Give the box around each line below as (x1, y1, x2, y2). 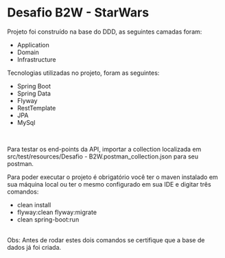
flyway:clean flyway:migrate (16, 208, 97, 216)
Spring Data (16, 89, 51, 97)
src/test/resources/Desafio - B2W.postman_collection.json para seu (7, 152, 199, 161)
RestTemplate (16, 104, 56, 112)
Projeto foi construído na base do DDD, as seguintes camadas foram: (7, 27, 202, 36)
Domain (16, 48, 40, 56)
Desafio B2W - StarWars (7, 5, 150, 21)
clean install (16, 200, 51, 209)
